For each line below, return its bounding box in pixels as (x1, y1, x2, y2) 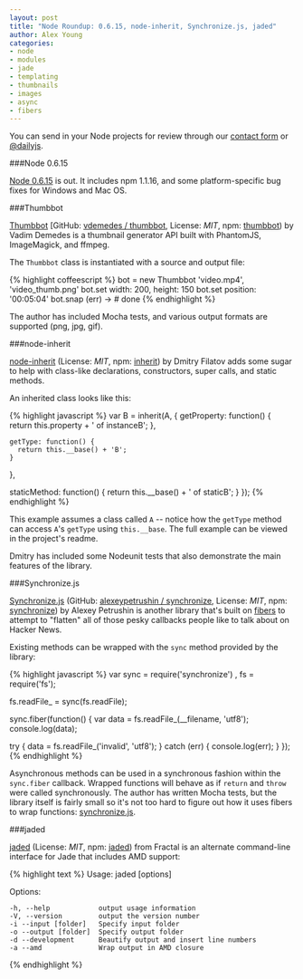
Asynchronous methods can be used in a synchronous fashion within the (9, 768, 281, 779)
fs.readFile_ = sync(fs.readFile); (9, 696, 128, 707)
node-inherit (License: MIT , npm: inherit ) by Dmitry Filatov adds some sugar (9, 356, 292, 367)
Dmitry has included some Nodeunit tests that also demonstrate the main (9, 551, 281, 561)
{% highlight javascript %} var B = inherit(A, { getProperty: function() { (9, 410, 271, 421)
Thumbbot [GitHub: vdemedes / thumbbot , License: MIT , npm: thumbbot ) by (9, 220, 294, 231)
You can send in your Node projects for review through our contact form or (9, 130, 289, 141)
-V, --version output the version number (9, 912, 201, 921)
